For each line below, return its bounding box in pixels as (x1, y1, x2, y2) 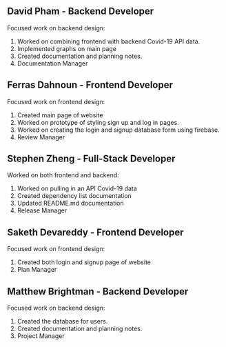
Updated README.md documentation (17, 199, 124, 208)
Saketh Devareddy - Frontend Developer (7, 226, 184, 238)
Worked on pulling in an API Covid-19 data (17, 184, 138, 192)
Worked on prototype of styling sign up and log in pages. (17, 118, 179, 126)
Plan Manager (17, 266, 57, 274)
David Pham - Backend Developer (7, 6, 154, 17)
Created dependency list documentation (17, 192, 132, 200)
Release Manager (17, 206, 68, 215)
